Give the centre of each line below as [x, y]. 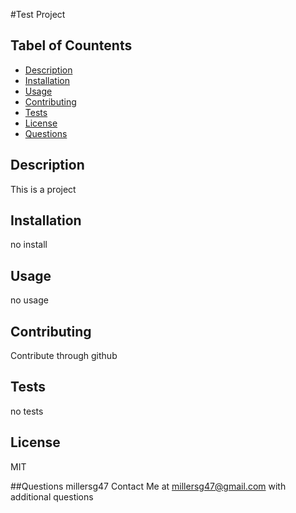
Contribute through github [64, 356]
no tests [27, 411]
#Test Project [38, 14]
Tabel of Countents [71, 45]
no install [29, 245]
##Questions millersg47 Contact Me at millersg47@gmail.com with [148, 486]
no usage [29, 300]
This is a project [43, 189]
